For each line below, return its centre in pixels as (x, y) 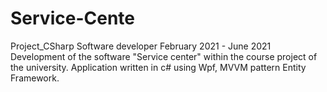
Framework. (35, 78)
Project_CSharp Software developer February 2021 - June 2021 (141, 46)
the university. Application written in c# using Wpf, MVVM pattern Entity (158, 67)
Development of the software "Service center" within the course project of (164, 56)
